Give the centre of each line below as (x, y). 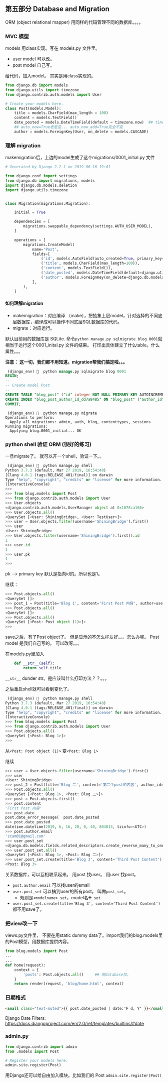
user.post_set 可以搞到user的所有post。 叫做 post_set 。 (70, 891)
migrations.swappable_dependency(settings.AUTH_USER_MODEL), (88, 226)
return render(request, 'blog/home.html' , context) (69, 984)
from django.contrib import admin (41, 1047)
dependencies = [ (32, 222)
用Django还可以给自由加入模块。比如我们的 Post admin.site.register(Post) (83, 1075)
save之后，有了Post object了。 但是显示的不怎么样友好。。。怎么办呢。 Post (82, 637)
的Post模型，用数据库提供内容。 (38, 942)
